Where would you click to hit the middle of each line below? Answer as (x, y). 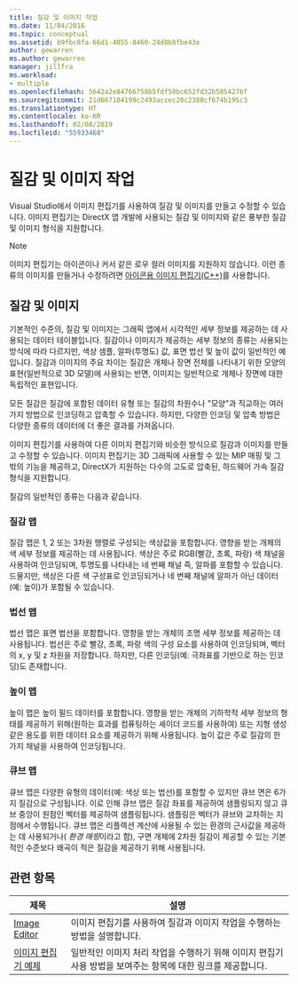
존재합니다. (47, 666)
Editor (26, 934)
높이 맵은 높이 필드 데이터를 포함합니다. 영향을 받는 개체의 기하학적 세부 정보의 (144, 712)
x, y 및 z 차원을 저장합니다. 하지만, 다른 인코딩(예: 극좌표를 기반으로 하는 (143, 655)
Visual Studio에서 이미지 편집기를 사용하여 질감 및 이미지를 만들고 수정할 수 (140, 206)
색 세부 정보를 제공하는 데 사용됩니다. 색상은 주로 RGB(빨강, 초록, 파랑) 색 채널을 (147, 553)
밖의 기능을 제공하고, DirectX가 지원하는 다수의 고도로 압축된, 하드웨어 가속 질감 (147, 466)
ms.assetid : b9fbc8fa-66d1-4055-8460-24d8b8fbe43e (105, 42)
